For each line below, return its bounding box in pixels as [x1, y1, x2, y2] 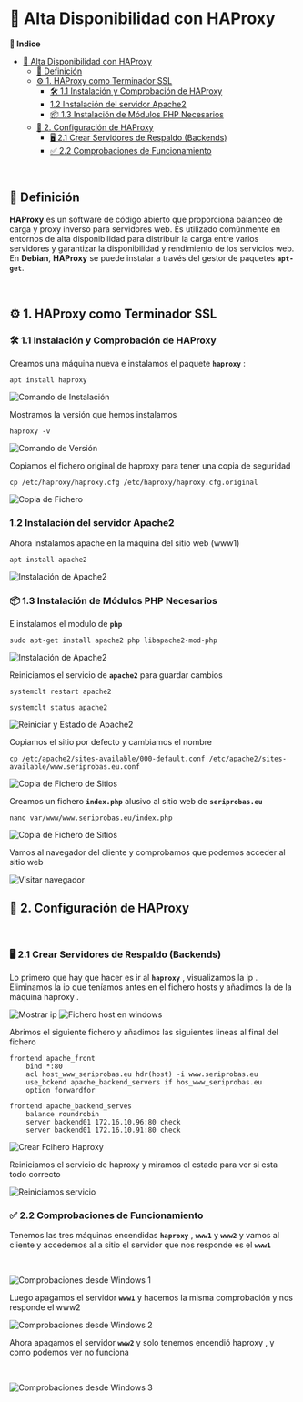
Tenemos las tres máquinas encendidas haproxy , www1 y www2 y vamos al [9, 1230, 280, 1241]
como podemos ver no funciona [9, 1347, 129, 1358]
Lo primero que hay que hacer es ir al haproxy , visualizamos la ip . [9, 973, 258, 983]
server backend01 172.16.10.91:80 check [25, 1125, 181, 1135]
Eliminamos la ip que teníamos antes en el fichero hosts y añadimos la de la [9, 982, 293, 993]
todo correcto [9, 1169, 61, 1180]
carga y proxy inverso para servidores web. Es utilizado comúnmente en [9, 223, 281, 235]
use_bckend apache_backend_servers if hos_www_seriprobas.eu [25, 1078, 262, 1087]
